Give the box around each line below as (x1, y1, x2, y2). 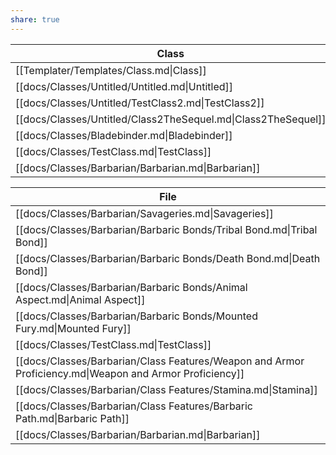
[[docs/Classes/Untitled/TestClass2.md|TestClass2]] (15, 96, 265, 110)
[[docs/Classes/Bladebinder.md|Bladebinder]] (15, 128, 233, 142)
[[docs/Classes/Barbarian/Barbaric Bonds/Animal (15, 280, 248, 294)
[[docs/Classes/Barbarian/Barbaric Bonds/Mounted (15, 309, 258, 323)
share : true (10, 14, 60, 25)
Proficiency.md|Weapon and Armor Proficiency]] (15, 366, 245, 380)
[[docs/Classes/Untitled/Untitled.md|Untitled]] (15, 79, 234, 93)
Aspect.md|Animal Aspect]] (15, 292, 146, 306)
